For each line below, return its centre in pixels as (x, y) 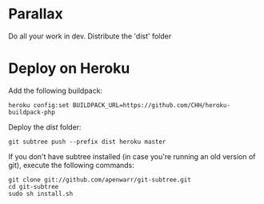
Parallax (36, 14)
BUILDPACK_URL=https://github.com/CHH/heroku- (151, 105)
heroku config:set (39, 105)
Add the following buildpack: (55, 90)
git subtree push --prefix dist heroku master (87, 142)
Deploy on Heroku (69, 68)
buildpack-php (32, 112)
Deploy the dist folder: (45, 127)
